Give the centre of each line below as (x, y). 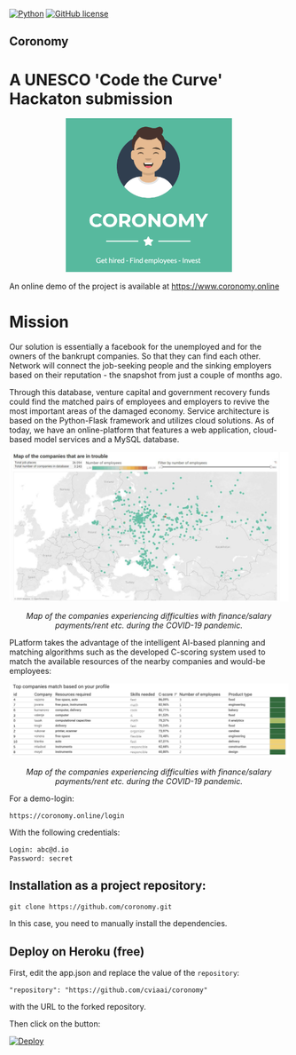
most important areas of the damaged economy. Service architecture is (140, 411)
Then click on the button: (55, 1024)
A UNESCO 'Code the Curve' (116, 79)
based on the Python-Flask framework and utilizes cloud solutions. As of (142, 420)
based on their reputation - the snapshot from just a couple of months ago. (146, 375)
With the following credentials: (65, 832)
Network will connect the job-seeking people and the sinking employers (140, 365)
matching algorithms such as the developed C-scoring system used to (137, 652)
